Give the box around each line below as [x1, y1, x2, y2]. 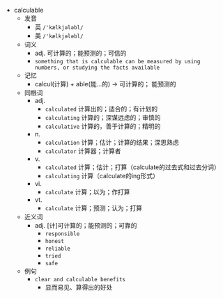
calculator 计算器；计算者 [45, 147, 121, 155]
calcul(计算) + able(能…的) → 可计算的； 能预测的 [34, 80, 176, 88]
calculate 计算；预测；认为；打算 [45, 204, 143, 212]
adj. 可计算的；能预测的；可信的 [34, 49, 127, 57]
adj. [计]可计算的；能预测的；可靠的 [34, 221, 137, 229]
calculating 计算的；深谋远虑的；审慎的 [45, 113, 161, 121]
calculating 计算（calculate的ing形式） [45, 172, 159, 180]
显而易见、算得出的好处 [45, 283, 113, 291]
